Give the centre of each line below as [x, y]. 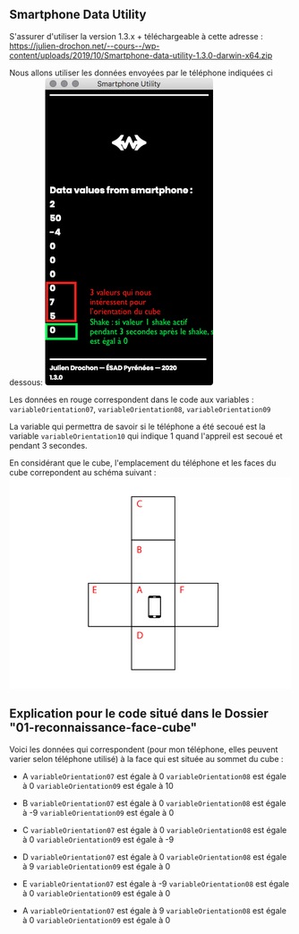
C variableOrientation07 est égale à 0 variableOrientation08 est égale [154, 830]
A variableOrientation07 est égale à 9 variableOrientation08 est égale [154, 910]
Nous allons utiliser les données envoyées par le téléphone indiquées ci [141, 73]
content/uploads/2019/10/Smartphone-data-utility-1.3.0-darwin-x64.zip [141, 55]
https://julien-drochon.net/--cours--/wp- [85, 46]
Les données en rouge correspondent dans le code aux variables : [132, 399]
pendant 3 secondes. [48, 445]
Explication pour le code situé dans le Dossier [139, 714]
